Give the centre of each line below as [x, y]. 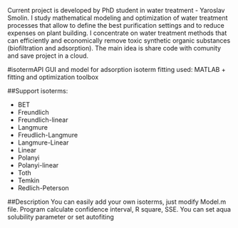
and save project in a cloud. [48, 56]
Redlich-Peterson [43, 188]
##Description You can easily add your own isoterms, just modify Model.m [117, 202]
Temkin [29, 180]
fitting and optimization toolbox [53, 77]
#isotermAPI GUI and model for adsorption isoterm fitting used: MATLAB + [117, 69]
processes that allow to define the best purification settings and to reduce [116, 25]
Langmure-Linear [43, 142]
